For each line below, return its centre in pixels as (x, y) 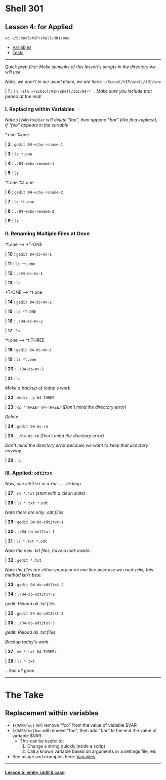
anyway (13, 450)
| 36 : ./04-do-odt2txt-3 (30, 623)
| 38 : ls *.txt (20, 661)
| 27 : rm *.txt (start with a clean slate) (45, 493)
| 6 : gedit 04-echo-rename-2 (34, 192)
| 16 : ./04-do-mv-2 (24, 321)
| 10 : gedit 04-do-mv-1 (28, 254)
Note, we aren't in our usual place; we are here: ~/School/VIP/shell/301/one (83, 81)
